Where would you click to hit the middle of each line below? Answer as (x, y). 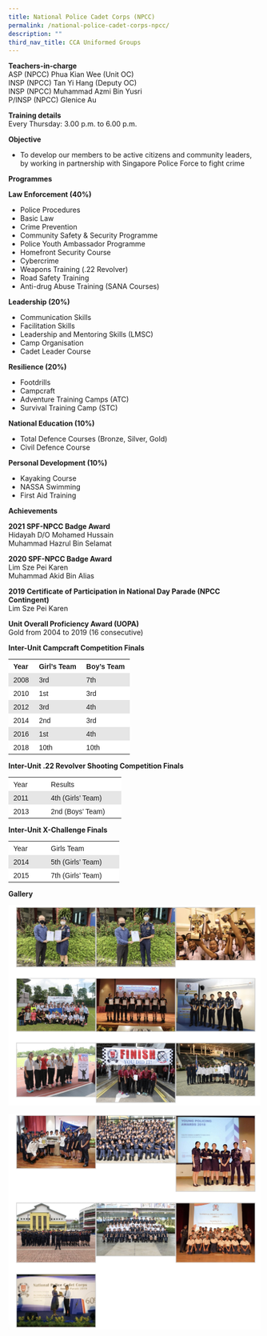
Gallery (21, 894)
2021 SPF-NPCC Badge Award (59, 526)
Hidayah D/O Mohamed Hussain (61, 535)
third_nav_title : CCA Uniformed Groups (75, 42)
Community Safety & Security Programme (89, 235)
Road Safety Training (54, 278)
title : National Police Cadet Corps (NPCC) (82, 17)
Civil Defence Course (55, 447)
